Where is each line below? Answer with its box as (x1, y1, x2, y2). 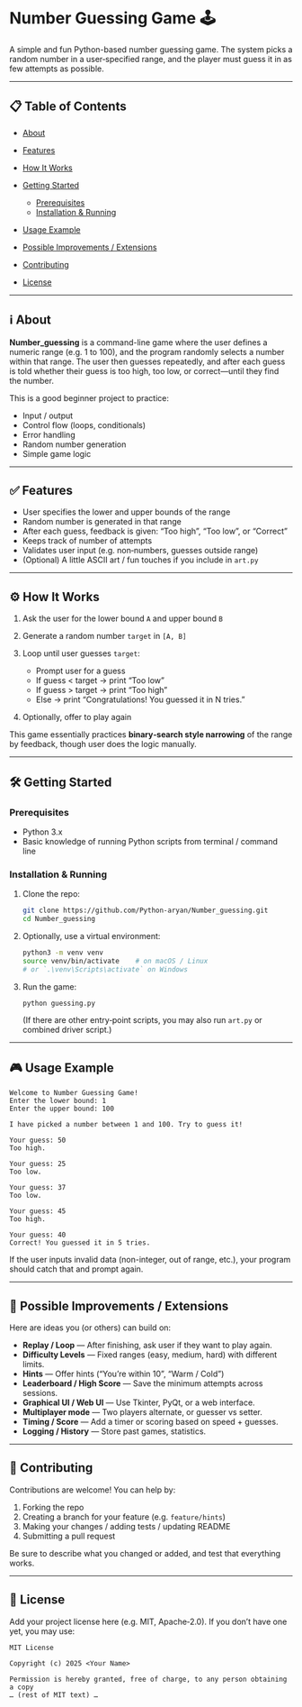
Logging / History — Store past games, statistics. (22, 1426, 207, 1437)
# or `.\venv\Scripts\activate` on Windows (22, 964, 189, 974)
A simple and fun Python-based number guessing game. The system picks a (9, 43, 293, 55)
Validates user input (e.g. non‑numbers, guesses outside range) (22, 545, 259, 556)
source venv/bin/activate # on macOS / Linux (22, 956, 209, 965)
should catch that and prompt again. (9, 1264, 144, 1274)
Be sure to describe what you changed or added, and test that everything (9, 1547, 281, 1558)
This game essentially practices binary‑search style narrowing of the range (9, 729, 293, 740)
